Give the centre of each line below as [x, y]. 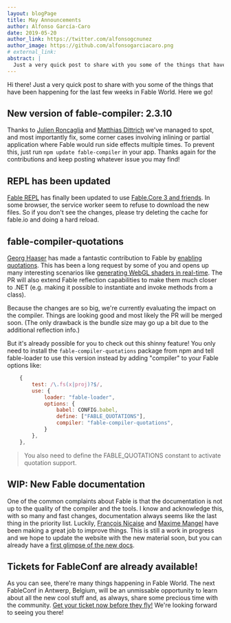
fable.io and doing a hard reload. [53, 220]
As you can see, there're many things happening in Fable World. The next [111, 583]
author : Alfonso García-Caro [49, 26]
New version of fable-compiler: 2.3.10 [90, 113]
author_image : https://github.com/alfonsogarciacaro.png [90, 46]
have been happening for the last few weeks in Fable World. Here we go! [110, 92]
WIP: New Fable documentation [76, 485]
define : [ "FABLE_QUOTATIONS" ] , [101, 417]
